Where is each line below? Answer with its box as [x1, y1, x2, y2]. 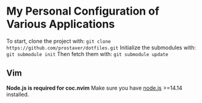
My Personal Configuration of [6, 4, 160, 18]
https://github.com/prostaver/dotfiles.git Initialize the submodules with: [6, 44, 197, 51]
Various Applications [6, 17, 115, 31]
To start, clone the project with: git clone [6, 37, 111, 44]
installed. [6, 90, 29, 98]
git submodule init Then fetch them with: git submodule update [6, 50, 169, 57]
